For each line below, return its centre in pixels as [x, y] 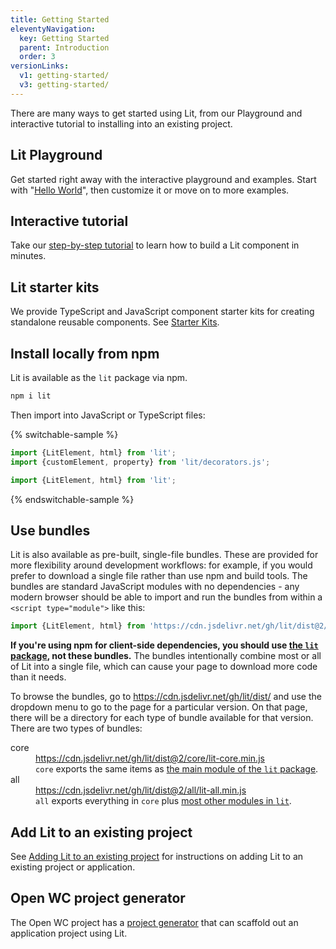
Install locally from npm [85, 353]
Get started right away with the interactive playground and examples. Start [163, 179]
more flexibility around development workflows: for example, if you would [161, 565]
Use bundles [50, 530]
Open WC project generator [98, 898]
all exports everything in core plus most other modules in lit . [163, 801]
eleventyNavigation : [53, 29]
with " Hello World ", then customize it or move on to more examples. [150, 190]
